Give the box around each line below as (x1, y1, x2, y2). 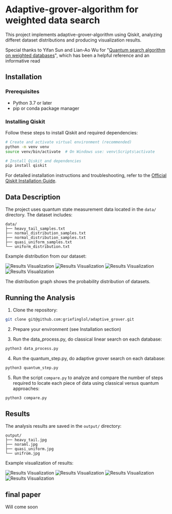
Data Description (5, 192, 61, 201)
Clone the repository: (12, 307, 58, 313)
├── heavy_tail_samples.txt (5, 226, 66, 231)
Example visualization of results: (5, 460, 73, 466)
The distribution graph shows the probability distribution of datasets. (5, 279, 150, 285)
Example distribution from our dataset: (5, 253, 87, 260)
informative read (5, 57, 40, 64)
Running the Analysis (5, 293, 75, 302)
